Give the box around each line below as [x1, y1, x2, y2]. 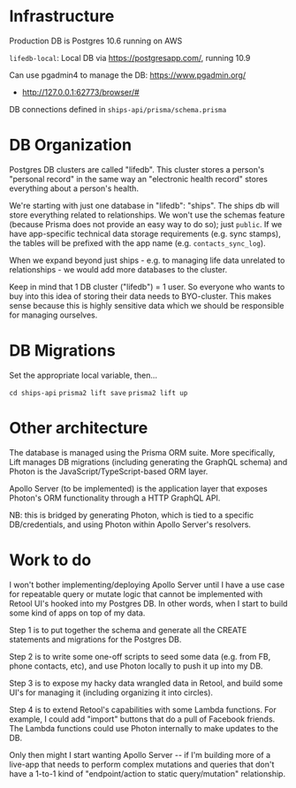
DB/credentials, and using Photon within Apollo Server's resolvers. [9, 519, 252, 530]
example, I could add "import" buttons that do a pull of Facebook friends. [9, 714, 276, 724]
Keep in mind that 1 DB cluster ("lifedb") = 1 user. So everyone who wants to [9, 281, 285, 292]
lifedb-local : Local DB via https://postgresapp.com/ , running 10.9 [9, 52, 251, 63]
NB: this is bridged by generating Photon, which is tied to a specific [9, 509, 254, 520]
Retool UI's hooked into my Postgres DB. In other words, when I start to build [9, 598, 288, 608]
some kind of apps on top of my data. [9, 608, 146, 618]
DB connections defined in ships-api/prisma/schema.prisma [9, 103, 227, 114]
